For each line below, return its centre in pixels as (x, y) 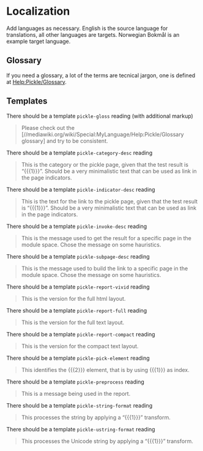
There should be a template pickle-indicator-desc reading (81, 189)
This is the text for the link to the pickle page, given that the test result (109, 201)
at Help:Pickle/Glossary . (37, 81)
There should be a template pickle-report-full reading (77, 310)
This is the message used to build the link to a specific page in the (105, 268)
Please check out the (48, 127)
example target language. (39, 41)
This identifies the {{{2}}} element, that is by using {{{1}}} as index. (105, 370)
